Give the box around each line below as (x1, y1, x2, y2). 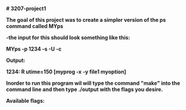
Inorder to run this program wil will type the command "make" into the (6, 79, 181, 86)
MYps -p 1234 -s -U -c (6, 45, 62, 52)
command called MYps (6, 23, 63, 29)
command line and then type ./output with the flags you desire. (6, 86, 163, 93)
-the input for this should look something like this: (6, 34, 130, 41)
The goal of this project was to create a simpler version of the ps (6, 16, 166, 23)
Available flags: (6, 97, 45, 104)
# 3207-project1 (6, 5, 46, 12)
